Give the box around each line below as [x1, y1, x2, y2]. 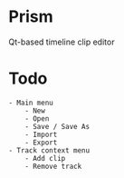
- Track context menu [8, 145, 91, 155]
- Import [24, 130, 58, 139]
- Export [24, 138, 58, 147]
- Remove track [24, 162, 82, 171]
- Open [24, 114, 50, 124]
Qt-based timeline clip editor [8, 36, 115, 47]
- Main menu [8, 98, 53, 107]
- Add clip [24, 153, 66, 163]
